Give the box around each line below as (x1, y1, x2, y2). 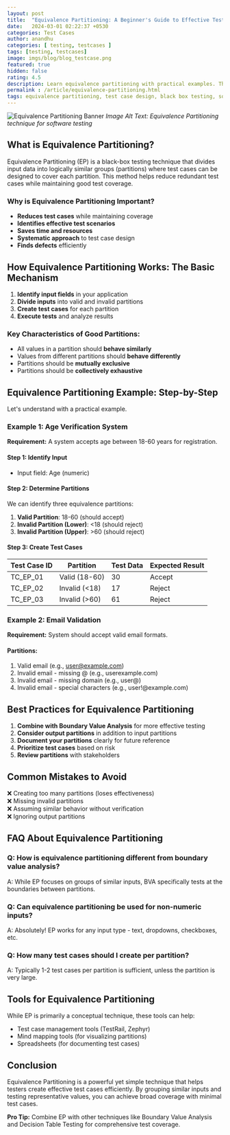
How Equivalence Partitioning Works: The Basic (7, 261, 215, 273)
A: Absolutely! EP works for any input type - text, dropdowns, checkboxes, (7, 926, 218, 934)
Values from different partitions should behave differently (16, 352, 181, 361)
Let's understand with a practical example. (7, 405, 127, 413)
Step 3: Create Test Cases (7, 543, 84, 552)
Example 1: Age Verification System (7, 422, 128, 431)
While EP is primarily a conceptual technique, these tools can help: (7, 1011, 195, 1020)
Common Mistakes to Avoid (7, 771, 127, 783)
